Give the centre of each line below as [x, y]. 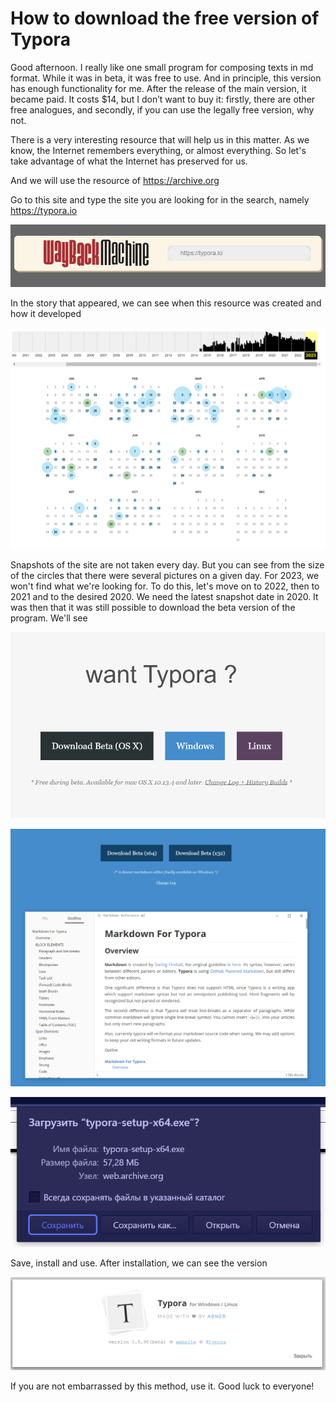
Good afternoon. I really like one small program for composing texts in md [162, 67]
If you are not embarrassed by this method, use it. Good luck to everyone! [162, 1386]
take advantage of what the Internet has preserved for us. [129, 161]
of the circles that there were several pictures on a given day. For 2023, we [165, 575]
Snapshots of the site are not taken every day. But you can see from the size [167, 564]
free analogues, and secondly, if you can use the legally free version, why [162, 109]
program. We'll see [49, 618]
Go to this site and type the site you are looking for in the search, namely [160, 199]
